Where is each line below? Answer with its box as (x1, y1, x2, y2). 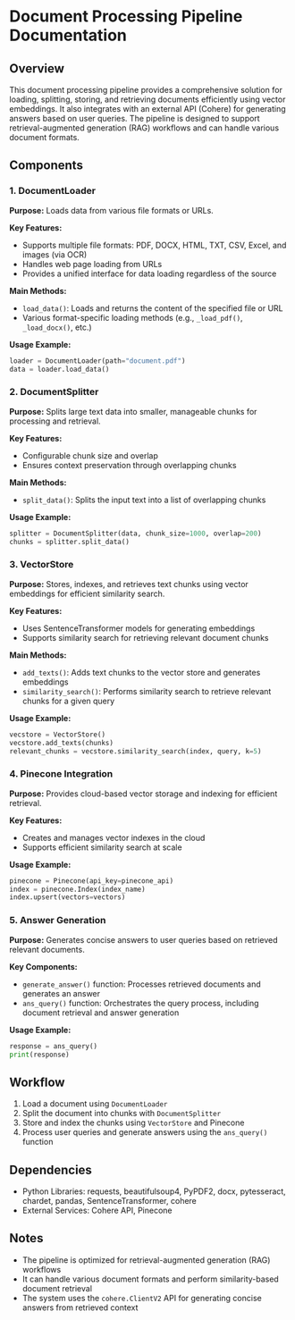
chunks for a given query (21, 695, 115, 706)
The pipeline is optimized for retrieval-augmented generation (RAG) (21, 1254, 271, 1265)
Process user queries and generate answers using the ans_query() (21, 1127, 268, 1138)
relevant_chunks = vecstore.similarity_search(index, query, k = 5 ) (9, 746, 262, 756)
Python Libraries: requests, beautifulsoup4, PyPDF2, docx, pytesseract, (21, 1186, 286, 1197)
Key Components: (9, 961, 78, 971)
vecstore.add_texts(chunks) (9, 738, 114, 747)
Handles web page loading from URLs (21, 258, 163, 269)
